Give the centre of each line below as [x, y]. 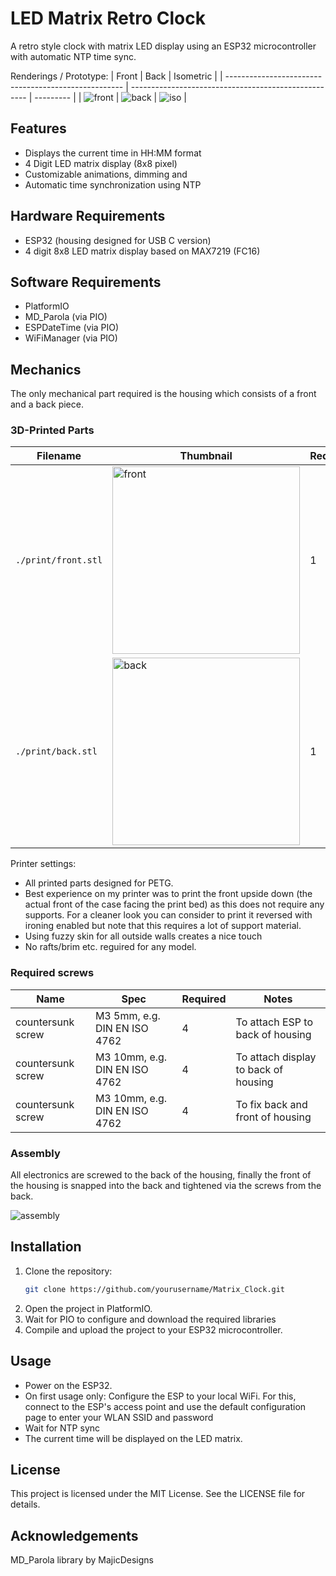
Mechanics [46, 369]
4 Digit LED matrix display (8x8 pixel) [101, 163]
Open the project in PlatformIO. [88, 1308]
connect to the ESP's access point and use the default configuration [165, 1406]
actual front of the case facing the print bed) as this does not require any [174, 904]
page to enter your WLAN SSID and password [119, 1417]
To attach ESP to [274, 1022]
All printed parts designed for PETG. [99, 883]
